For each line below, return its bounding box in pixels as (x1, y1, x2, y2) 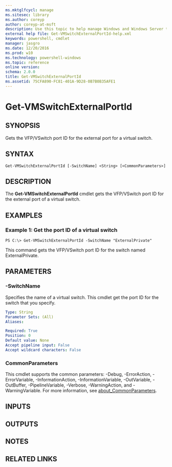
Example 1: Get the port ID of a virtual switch (5, 226, 118, 233)
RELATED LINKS (5, 454, 57, 463)
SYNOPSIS (5, 121, 40, 130)
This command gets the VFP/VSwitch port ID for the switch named (5, 247, 146, 253)
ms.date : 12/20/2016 (5, 46, 50, 51)
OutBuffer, (5, 382, 27, 388)
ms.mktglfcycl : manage (5, 7, 54, 13)
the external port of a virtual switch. (5, 196, 81, 202)
